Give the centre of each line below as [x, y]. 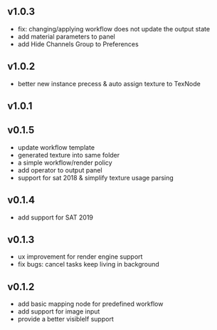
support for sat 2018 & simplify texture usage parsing [96, 177]
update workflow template [56, 147]
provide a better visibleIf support [65, 319]
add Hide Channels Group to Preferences [78, 44]
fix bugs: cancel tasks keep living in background [89, 264]
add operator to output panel [60, 170]
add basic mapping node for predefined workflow [90, 304]
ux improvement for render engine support [80, 257]
